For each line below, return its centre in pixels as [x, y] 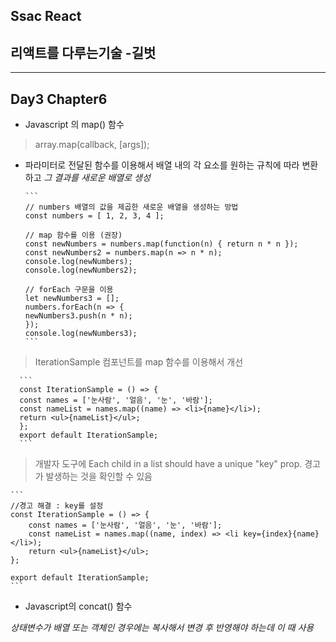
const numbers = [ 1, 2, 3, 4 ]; [94, 216]
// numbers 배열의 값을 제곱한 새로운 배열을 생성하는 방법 [131, 207]
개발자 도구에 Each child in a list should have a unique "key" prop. [168, 464]
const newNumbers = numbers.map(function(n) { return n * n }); [161, 244]
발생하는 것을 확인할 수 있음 [99, 476]
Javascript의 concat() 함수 [78, 606]
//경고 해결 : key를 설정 [57, 506]
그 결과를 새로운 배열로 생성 [97, 178]
